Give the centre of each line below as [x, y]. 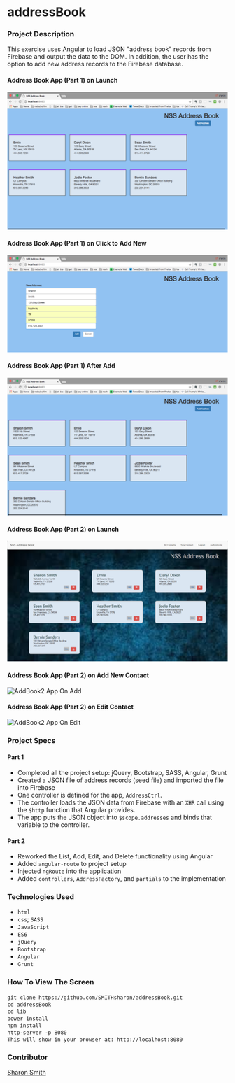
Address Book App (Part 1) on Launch [63, 80]
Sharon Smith [27, 1072]
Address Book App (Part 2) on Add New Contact [78, 675]
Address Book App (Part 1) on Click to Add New [77, 243]
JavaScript [33, 928]
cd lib [17, 1012]
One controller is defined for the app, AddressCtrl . [90, 795]
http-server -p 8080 [37, 1033]
